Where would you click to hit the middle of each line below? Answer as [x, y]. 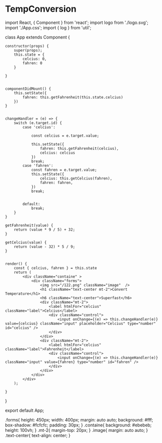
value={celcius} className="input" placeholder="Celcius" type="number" [81, 323]
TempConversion [41, 9]
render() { [16, 264]
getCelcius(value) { [26, 242]
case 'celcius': [39, 127]
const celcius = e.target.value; [65, 136]
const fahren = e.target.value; [64, 170]
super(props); [28, 50]
